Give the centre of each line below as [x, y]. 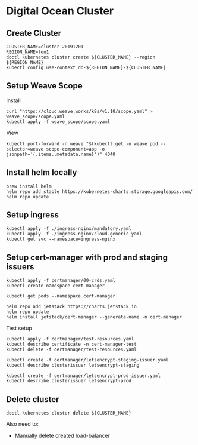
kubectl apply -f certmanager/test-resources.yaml [70, 339]
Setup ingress [33, 215]
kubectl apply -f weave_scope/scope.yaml [58, 122]
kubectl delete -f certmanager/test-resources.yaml [71, 350]
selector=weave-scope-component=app [51, 149]
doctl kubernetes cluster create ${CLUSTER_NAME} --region [81, 57]
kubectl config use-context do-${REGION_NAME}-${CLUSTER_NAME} [86, 67]
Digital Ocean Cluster [60, 11]
